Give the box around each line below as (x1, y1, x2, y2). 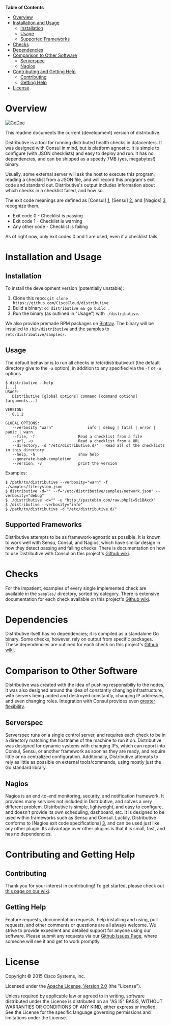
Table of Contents (5, 5, 44, 10)
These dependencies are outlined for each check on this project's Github (5, 642, 159, 648)
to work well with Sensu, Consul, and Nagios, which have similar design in (5, 539, 160, 545)
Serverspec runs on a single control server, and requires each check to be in (5, 732, 166, 738)
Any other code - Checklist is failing (12, 223, 88, 230)
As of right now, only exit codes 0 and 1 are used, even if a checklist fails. (5, 233, 159, 239)
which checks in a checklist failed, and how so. (5, 187, 104, 193)
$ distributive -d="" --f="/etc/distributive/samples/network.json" (5, 488, 154, 494)
